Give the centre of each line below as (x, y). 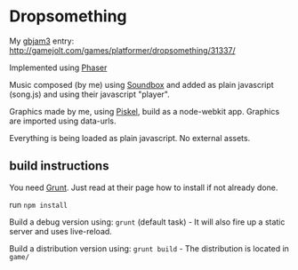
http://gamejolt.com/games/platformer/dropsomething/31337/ (122, 50)
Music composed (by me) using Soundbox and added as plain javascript (141, 84)
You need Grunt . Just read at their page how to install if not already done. (144, 187)
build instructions (59, 166)
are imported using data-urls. (63, 121)
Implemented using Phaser (58, 67)
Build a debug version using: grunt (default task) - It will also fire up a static (147, 222)
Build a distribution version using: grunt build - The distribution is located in (149, 248)
